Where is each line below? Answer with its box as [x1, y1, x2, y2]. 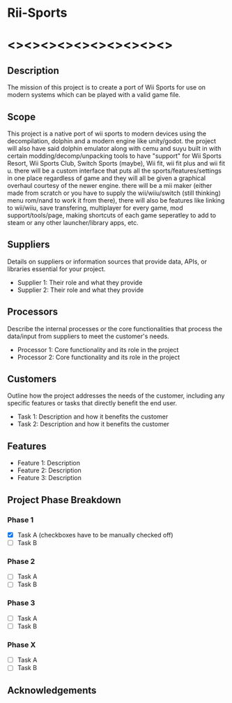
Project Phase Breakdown [7, 494, 122, 506]
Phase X [7, 639, 36, 649]
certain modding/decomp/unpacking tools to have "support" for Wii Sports [7, 152, 222, 160]
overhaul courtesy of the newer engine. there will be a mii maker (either [7, 182, 212, 189]
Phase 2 [7, 556, 36, 566]
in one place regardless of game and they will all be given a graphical [7, 174, 206, 182]
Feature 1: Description [17, 459, 80, 468]
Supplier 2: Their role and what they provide [17, 285, 144, 294]
